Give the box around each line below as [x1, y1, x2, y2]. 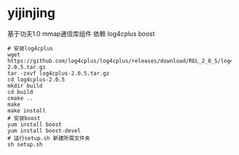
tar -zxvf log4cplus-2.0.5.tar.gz [7, 70, 110, 77]
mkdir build [7, 82, 43, 90]
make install [7, 107, 46, 114]
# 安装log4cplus [7, 45, 53, 52]
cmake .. [7, 95, 33, 102]
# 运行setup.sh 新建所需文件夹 [7, 134, 90, 141]
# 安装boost [7, 114, 41, 122]
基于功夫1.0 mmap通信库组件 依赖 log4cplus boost [7, 29, 155, 38]
